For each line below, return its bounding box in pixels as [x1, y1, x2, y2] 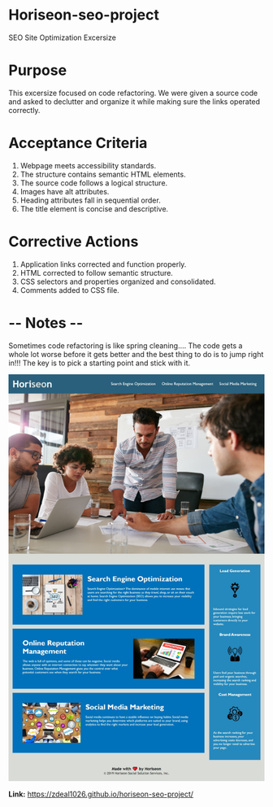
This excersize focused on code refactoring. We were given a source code [8, 88, 258, 98]
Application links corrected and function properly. [19, 259, 187, 269]
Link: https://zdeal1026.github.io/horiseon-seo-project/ [8, 789, 193, 799]
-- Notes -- [8, 313, 84, 332]
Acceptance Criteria [8, 134, 148, 152]
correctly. [8, 105, 41, 115]
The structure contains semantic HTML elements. [19, 169, 186, 179]
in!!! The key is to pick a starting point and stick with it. [8, 358, 191, 368]
